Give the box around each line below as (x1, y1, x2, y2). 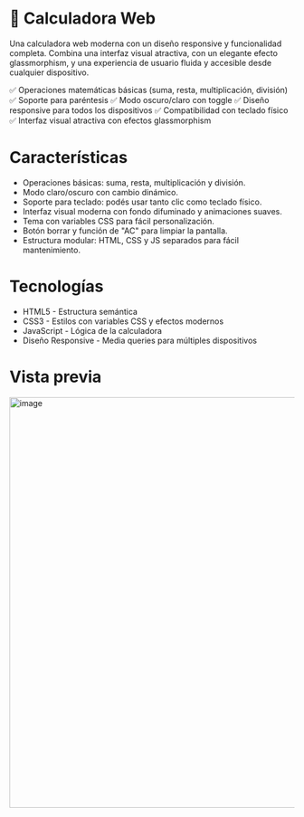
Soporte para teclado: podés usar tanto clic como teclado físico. (22, 196, 262, 207)
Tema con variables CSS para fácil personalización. (22, 215, 215, 226)
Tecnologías (9, 276, 104, 297)
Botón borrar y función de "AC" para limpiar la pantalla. (22, 225, 228, 236)
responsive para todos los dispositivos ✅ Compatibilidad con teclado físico (9, 104, 289, 116)
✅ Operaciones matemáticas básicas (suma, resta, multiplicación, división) (9, 84, 288, 95)
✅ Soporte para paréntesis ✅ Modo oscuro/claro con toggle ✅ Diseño (9, 94, 270, 105)
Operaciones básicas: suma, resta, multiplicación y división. (22, 176, 246, 188)
